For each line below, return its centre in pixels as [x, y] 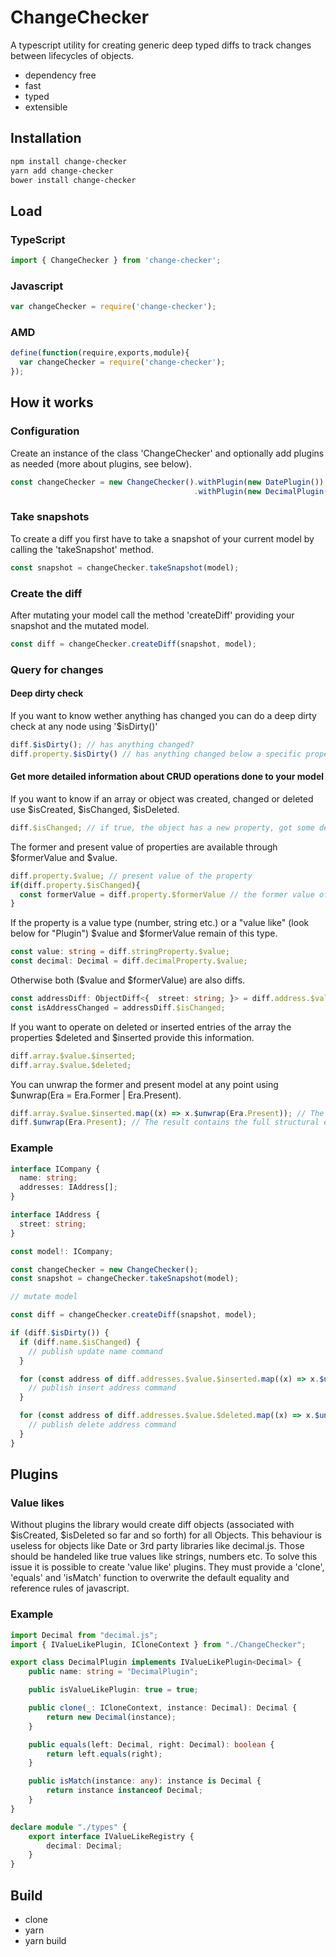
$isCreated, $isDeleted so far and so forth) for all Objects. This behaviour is [166, 1535]
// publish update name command [95, 1351]
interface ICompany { [55, 1169]
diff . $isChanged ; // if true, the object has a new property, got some [162, 827]
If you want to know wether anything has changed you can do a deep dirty [163, 715]
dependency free [60, 75]
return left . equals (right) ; [104, 1754]
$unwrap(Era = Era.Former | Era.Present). [96, 1095]
